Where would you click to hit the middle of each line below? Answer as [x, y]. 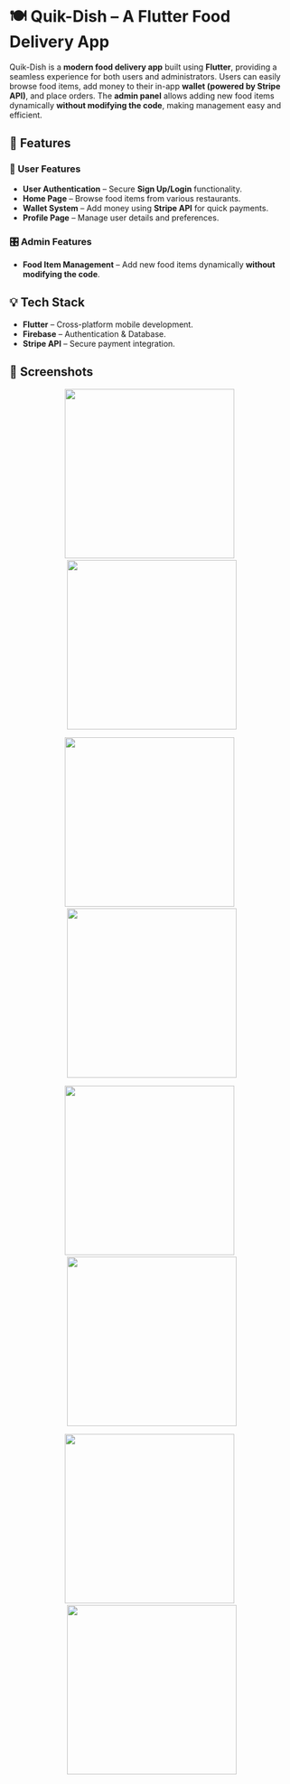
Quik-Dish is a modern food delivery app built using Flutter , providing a [143, 67]
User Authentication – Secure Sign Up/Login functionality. [132, 189]
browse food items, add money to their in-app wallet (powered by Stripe [145, 86]
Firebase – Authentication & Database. [94, 333]
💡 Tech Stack [47, 303]
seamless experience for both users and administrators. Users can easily [145, 76]
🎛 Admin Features [51, 241]
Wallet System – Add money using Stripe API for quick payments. [145, 208]
